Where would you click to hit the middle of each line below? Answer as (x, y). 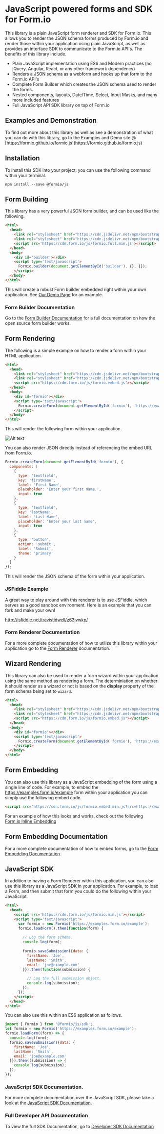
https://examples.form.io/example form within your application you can (76, 792)
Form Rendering (30, 339)
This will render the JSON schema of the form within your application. (75, 576)
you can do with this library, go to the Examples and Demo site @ (71, 137)
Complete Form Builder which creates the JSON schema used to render (84, 84)
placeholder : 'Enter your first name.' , (60, 489)
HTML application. (24, 356)
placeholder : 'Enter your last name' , (57, 521)
